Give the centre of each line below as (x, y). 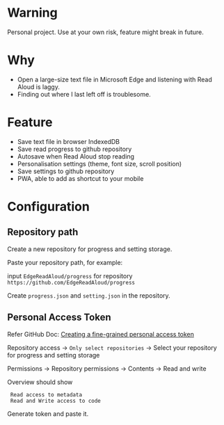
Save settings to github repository (66, 171)
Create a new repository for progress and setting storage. (90, 249)
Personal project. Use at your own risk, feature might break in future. (105, 32)
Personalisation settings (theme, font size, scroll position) (99, 163)
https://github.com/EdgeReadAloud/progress (71, 282)
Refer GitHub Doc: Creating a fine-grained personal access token (101, 334)
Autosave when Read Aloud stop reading (75, 156)
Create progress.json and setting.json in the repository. (89, 295)
